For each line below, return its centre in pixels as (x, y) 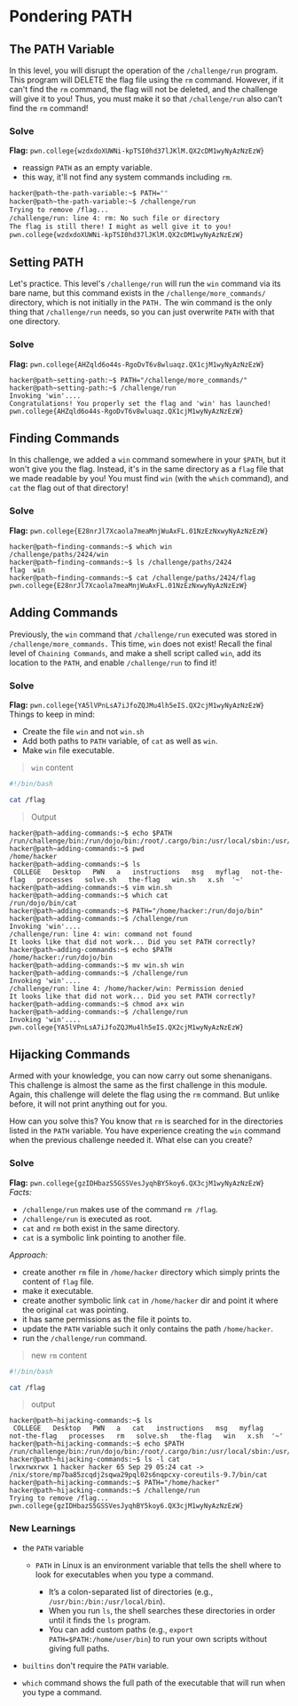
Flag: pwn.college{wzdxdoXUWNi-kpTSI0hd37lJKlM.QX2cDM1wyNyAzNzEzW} (137, 151)
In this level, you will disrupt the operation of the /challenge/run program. (144, 70)
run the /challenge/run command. (85, 1337)
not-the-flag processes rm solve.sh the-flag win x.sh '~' (146, 1436)
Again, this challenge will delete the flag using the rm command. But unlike (145, 1095)
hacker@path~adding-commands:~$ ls (75, 864)
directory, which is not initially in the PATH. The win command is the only (141, 303)
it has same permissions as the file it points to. (107, 1319)
